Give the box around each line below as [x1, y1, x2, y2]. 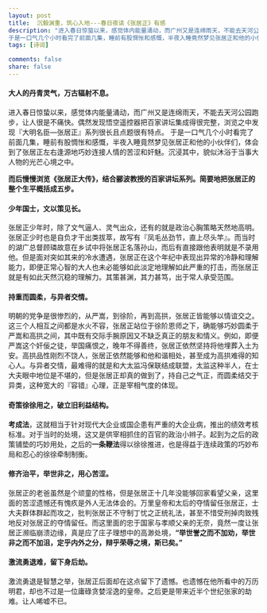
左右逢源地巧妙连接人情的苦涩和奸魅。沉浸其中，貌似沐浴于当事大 [42, 148, 259, 157]
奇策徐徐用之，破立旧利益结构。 [8, 400, 113, 410]
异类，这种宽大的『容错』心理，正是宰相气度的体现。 [8, 380, 183, 390]
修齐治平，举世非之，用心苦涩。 [8, 469, 113, 479]
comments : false [8, 56, 62, 64]
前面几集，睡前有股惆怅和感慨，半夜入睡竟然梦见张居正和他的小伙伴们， [8, 137, 245, 147]
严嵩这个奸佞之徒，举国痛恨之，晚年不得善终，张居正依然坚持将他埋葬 [8, 341, 238, 350]
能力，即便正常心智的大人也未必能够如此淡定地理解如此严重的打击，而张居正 [8, 263, 259, 272]
